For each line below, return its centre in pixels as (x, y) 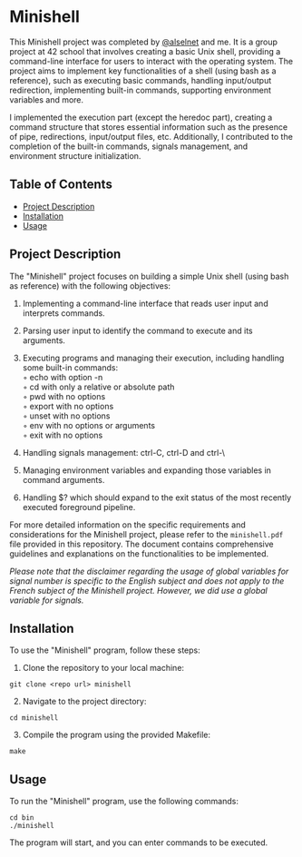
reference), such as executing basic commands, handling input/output (141, 80)
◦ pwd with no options (64, 396)
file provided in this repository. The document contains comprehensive (141, 544)
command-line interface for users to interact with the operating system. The (151, 61)
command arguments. (63, 479)
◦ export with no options (68, 406)
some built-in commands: (70, 367)
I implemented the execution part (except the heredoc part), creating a (141, 117)
